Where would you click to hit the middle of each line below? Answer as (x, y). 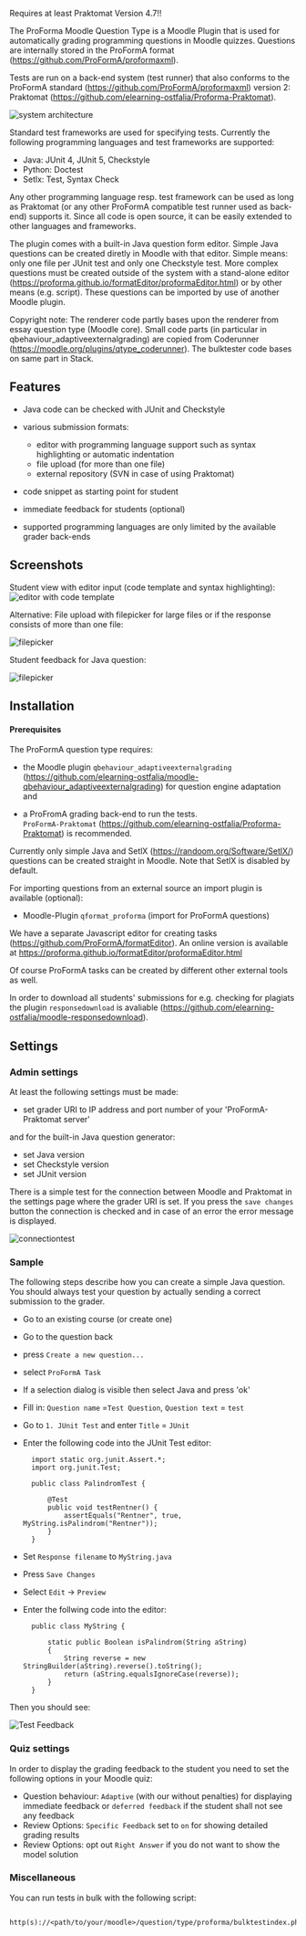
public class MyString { (78, 1626)
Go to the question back (68, 1337)
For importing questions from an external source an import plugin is (136, 889)
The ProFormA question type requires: (81, 750)
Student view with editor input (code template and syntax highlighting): (143, 587)
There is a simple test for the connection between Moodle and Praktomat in (151, 1192)
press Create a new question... (83, 1354)
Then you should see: (50, 1708)
